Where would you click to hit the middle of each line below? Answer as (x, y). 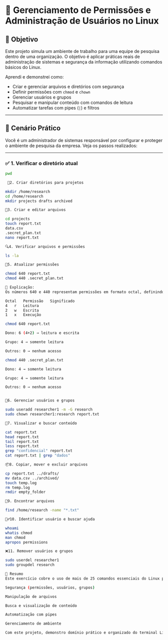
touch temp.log (21, 483)
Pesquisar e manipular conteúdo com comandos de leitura (72, 102)
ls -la (12, 255)
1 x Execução (23, 315)
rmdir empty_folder (25, 492)
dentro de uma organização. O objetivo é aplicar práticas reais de (72, 56)
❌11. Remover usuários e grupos (39, 551)
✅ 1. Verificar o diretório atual (41, 163)
